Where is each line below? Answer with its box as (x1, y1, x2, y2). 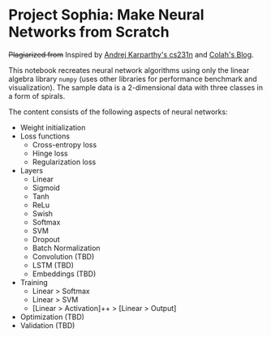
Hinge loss (32, 148, 68, 158)
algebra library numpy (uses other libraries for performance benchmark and (8, 74, 257, 83)
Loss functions (19, 131, 71, 141)
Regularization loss (32, 156, 97, 167)
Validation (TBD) (19, 320, 75, 330)
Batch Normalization (32, 243, 101, 253)
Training (19, 277, 49, 287)
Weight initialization (19, 122, 86, 132)
